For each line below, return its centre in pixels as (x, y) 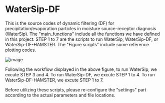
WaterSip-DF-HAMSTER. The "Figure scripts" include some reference (77, 44)
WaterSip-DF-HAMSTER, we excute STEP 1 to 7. (54, 80)
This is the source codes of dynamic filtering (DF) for (60, 23)
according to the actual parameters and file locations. (60, 95)
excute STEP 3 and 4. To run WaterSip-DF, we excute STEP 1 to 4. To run (80, 74)
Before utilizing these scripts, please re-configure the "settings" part (76, 89)
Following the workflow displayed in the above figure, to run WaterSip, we (81, 69)
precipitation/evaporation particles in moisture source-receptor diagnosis (81, 28)
